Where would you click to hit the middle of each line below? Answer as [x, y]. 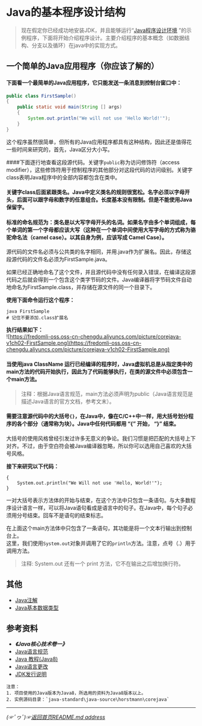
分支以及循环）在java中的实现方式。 [76, 45]
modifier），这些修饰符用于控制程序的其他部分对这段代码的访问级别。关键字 [99, 170]
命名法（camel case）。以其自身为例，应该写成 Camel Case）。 [89, 237]
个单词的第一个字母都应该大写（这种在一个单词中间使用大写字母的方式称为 [98, 229]
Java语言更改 [32, 667]
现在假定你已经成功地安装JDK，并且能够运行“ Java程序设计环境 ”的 [103, 30]
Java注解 [26, 600]
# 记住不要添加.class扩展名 [37, 318]
